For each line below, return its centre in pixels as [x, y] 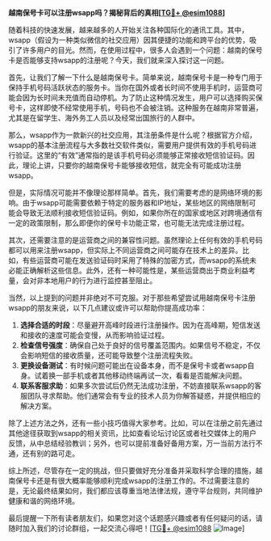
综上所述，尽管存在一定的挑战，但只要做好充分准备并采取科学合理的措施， [132, 471]
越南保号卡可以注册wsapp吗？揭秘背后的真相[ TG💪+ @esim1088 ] [117, 13]
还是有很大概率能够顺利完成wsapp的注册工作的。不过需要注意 [139, 481]
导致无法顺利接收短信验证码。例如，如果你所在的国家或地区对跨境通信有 [142, 213]
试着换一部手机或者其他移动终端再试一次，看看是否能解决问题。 [140, 376]
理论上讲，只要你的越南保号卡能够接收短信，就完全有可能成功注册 [132, 165]
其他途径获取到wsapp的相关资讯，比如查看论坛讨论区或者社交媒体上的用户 [132, 433]
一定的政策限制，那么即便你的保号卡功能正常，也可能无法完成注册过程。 [128, 223]
